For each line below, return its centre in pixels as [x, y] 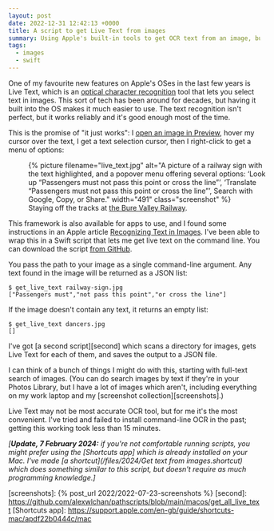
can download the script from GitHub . [70, 248]
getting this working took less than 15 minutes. [85, 428]
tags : [17, 46]
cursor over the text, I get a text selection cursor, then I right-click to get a [130, 141]
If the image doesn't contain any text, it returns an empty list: [109, 309]
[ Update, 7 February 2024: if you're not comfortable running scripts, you [129, 443]
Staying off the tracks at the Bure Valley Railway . [108, 207]
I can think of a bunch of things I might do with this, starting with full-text [128, 370]
